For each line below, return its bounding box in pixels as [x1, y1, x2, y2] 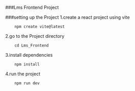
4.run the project [5, 71, 41, 77]
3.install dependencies [5, 52, 53, 58]
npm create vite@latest [14, 24, 65, 29]
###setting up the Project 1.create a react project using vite [5, 14, 130, 20]
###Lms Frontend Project [5, 5, 59, 10]
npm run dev [14, 81, 40, 86]
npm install [14, 62, 40, 67]
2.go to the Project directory [5, 33, 65, 39]
